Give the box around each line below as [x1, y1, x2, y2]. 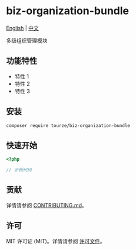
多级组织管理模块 [6, 37, 48, 44]
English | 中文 [6, 24, 39, 31]
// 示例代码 [6, 167, 32, 173]
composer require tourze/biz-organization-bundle [6, 122, 131, 128]
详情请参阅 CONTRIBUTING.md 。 [6, 202, 87, 209]
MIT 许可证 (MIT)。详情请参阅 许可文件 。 [6, 238, 105, 245]
